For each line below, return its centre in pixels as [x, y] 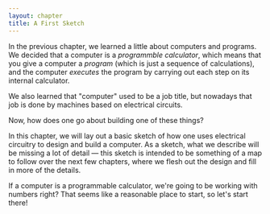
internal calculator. [39, 80]
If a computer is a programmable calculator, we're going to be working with [133, 185]
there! [18, 203]
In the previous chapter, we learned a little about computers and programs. [133, 46]
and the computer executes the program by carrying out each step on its [129, 72]
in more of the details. [45, 170]
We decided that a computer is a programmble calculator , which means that [135, 55]
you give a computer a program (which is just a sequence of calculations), [132, 63]
